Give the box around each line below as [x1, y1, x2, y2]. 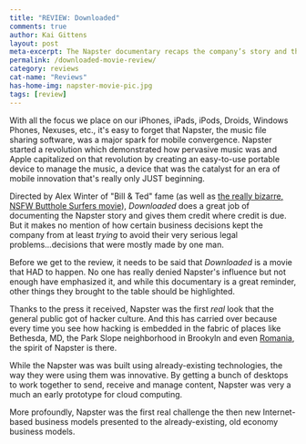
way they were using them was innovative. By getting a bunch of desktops [9, 369, 289, 380]
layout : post [9, 38, 59, 48]
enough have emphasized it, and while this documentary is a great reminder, [9, 275, 297, 287]
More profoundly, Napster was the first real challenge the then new [9, 407, 261, 418]
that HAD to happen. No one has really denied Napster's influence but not [9, 266, 287, 277]
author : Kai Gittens [9, 30, 88, 39]
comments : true [9, 22, 67, 31]
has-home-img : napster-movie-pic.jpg [9, 81, 153, 90]
